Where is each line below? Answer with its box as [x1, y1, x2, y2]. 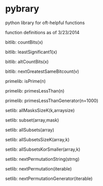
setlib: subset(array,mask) [5, 117, 59, 123]
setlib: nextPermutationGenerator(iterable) [5, 175, 93, 181]
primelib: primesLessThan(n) [5, 87, 65, 94]
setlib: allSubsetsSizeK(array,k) [5, 136, 70, 142]
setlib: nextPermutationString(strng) [5, 156, 80, 162]
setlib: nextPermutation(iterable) [5, 165, 72, 171]
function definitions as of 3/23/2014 [5, 29, 79, 35]
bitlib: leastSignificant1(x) [5, 49, 57, 55]
